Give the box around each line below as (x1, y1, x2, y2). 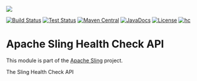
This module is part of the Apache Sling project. (6, 57, 123, 64)
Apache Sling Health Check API (6, 37, 164, 51)
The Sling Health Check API (6, 68, 74, 75)
